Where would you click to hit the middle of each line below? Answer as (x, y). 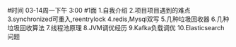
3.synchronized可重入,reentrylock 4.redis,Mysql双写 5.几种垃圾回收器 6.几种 (118, 19)
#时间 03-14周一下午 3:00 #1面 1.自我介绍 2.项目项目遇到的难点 (99, 10)
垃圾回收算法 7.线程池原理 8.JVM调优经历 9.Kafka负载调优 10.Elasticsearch (116, 28)
